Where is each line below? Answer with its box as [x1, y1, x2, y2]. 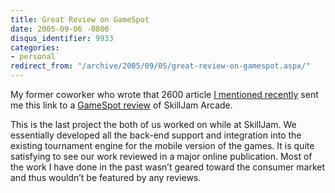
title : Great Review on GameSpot [10, 14, 150, 25]
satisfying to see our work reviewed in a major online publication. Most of [10, 151, 313, 162]
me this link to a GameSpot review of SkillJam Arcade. [10, 99, 233, 111]
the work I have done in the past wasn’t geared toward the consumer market [10, 161, 325, 173]
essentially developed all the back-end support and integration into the [10, 129, 302, 141]
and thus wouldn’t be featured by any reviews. [10, 172, 202, 183]
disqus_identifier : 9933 [10, 33, 114, 43]
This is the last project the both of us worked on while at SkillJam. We [10, 119, 297, 130]
